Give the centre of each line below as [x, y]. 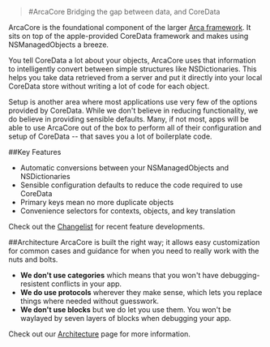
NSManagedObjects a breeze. [59, 45]
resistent [35, 284]
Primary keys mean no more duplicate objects [97, 202]
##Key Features [35, 152]
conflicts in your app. [87, 284]
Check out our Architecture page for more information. [99, 334]
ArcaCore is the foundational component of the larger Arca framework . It [130, 27]
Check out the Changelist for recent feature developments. [107, 227]
